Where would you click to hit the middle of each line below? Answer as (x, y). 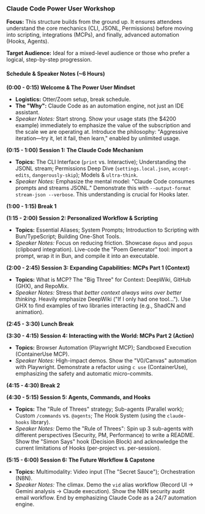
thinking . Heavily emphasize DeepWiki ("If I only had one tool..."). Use (103, 299)
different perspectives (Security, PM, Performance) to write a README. (105, 435)
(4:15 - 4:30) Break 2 (33, 385)
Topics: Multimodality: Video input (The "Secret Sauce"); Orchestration (105, 471)
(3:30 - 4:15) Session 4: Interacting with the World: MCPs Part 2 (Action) (100, 336)
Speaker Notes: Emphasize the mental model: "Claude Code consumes (105, 181)
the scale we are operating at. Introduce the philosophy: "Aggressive (102, 131)
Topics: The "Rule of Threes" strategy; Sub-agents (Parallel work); (99, 409)
